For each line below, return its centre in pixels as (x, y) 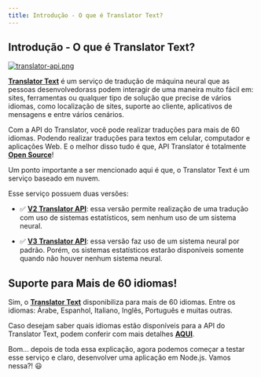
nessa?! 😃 (25, 366)
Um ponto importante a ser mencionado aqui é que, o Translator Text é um (129, 170)
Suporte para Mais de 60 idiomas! (93, 283)
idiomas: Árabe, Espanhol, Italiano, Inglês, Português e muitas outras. (121, 310)
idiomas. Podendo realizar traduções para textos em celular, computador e (129, 138)
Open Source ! (31, 155)
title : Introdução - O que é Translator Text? (86, 15)
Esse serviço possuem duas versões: (68, 194)
